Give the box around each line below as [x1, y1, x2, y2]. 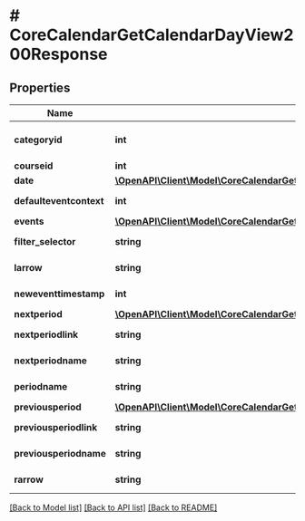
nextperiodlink [14, 328, 79, 341]
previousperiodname [14, 448, 106, 459]
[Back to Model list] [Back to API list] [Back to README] [9, 502, 218, 513]
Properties [9, 80, 71, 95]
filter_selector [14, 236, 76, 247]
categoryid [14, 133, 63, 146]
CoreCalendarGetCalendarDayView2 [9, 24, 294, 45]
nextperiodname [14, 354, 88, 367]
